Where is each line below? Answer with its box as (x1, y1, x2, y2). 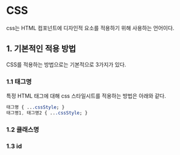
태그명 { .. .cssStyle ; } (6, 104, 65, 110)
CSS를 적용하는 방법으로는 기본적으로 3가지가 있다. (6, 61, 126, 68)
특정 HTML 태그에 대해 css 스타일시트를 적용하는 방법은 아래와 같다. (6, 92, 167, 100)
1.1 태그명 (6, 77, 32, 86)
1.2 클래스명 (6, 125, 39, 133)
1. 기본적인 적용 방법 (6, 43, 76, 54)
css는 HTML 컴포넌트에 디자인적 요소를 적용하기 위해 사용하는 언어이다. (6, 24, 175, 31)
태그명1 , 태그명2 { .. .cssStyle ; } (6, 110, 88, 116)
